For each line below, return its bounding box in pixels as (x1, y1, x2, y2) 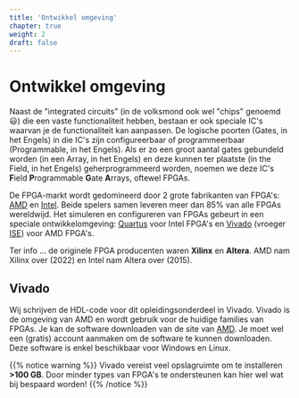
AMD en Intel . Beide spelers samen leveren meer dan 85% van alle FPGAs (9, 199, 281, 210)
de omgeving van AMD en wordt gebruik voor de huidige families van (9, 314, 264, 325)
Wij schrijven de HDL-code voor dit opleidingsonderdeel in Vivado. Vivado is (9, 305, 290, 315)
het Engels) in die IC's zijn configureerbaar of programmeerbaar (9, 135, 245, 146)
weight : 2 (9, 30, 46, 38)
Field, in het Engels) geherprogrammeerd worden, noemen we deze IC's (9, 163, 275, 174)
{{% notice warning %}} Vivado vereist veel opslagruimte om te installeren (9, 360, 283, 370)
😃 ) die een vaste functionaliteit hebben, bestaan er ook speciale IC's (9, 115, 263, 126)
